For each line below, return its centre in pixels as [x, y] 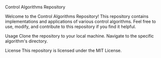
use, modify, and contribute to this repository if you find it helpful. [71, 27]
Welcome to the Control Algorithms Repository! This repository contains [77, 16]
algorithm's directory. [26, 41]
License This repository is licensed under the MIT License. [64, 51]
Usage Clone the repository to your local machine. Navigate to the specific [80, 36]
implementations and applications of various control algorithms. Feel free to [80, 22]
